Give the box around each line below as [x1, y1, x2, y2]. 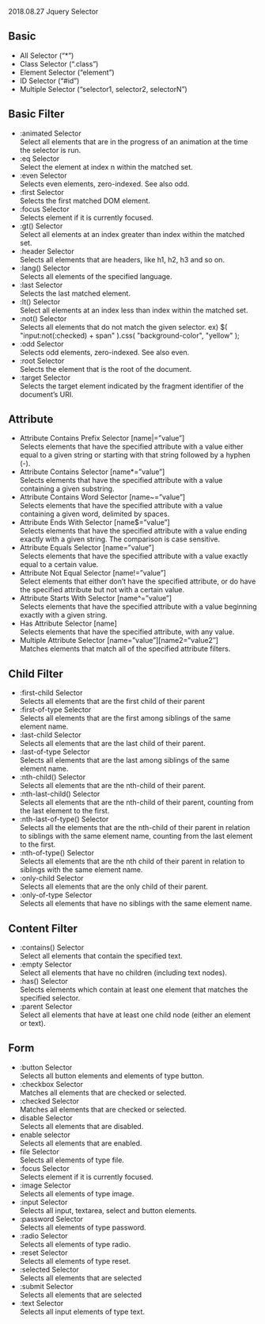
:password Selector [19, 1214, 84, 1223]
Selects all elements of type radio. [19, 1239, 131, 1249]
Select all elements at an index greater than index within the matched [19, 229, 245, 239]
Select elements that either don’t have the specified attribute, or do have [19, 576, 256, 586]
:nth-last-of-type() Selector [19, 814, 109, 824]
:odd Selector [19, 339, 65, 348]
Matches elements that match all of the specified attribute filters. [19, 644, 231, 653]
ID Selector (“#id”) [19, 75, 80, 86]
